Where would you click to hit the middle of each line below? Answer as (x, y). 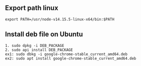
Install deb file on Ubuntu (44, 34)
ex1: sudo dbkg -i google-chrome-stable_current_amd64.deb (66, 54)
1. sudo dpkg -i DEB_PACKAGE (35, 45)
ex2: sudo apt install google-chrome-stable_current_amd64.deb (71, 58)
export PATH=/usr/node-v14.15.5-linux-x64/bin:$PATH (60, 19)
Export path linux (32, 8)
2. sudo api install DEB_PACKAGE (39, 50)
